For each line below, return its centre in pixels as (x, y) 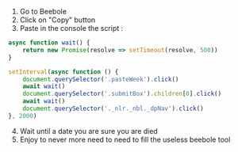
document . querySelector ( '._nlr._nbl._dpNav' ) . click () (113, 108)
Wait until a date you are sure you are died (89, 131)
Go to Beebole (43, 11)
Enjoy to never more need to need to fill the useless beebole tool (125, 139)
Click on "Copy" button (58, 20)
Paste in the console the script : (71, 28)
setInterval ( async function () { (63, 72)
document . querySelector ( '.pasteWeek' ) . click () (101, 79)
